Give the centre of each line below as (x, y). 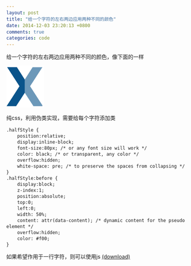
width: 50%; (32, 215)
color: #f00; (34, 239)
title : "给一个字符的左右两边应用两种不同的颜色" (61, 19)
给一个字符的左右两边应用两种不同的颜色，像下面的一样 (75, 57)
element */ (20, 227)
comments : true (25, 32)
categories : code (28, 38)
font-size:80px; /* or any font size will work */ (82, 148)
